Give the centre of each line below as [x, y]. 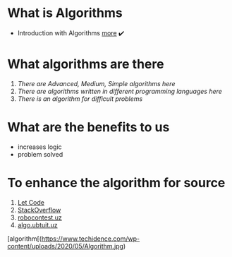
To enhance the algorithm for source [116, 183]
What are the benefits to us [88, 127]
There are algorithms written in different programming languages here [120, 91]
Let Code [31, 202]
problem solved [40, 154]
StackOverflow [39, 210]
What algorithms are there [86, 64]
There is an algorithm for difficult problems [80, 98]
